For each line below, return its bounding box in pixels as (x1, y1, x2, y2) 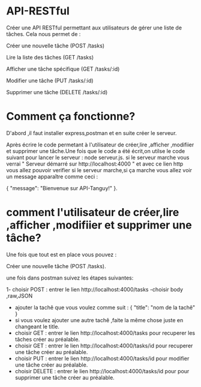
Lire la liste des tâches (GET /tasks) (6, 53, 94, 61)
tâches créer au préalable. (14, 335, 80, 343)
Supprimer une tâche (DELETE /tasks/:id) (6, 88, 108, 95)
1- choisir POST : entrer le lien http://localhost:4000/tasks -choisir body (6, 286, 184, 293)
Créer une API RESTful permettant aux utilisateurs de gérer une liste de (6, 24, 182, 31)
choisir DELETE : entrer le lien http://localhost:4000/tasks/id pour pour (14, 367, 190, 374)
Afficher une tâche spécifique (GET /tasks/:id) (6, 65, 120, 73)
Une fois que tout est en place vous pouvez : (6, 251, 117, 258)
